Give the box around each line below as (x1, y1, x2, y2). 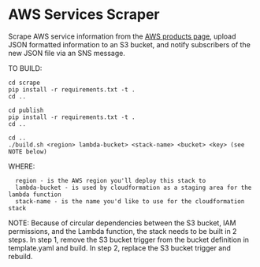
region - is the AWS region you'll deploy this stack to (15, 176, 206, 184)
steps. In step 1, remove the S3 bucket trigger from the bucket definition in (8, 235, 250, 244)
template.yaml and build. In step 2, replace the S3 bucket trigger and (8, 243, 231, 253)
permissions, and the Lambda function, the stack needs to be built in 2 (8, 226, 237, 235)
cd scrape (8, 79, 41, 87)
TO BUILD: (8, 63, 43, 72)
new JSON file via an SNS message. (8, 48, 126, 57)
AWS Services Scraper (8, 6, 160, 24)
